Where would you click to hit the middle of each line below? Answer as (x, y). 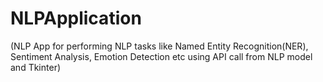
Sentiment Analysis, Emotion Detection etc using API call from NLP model (161, 56)
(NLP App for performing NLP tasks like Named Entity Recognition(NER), (159, 46)
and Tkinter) (36, 67)
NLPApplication (76, 18)
